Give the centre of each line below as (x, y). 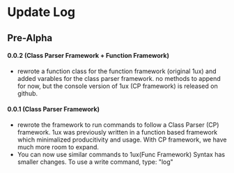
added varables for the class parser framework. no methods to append (119, 78)
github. (28, 93)
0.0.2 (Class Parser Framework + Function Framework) (88, 56)
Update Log (41, 12)
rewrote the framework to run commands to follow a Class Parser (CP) (118, 125)
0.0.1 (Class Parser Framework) (53, 110)
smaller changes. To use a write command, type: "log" (95, 162)
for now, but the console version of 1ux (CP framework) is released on (117, 86)
